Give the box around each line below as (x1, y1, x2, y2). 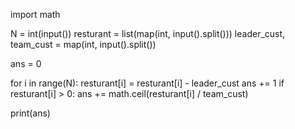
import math (10, 9, 61, 20)
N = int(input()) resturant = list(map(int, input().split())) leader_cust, (10, 28, 286, 39)
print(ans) (10, 107, 51, 119)
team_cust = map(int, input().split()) (10, 39, 157, 50)
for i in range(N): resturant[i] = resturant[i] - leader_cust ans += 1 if (10, 77, 285, 89)
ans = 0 (10, 58, 42, 69)
